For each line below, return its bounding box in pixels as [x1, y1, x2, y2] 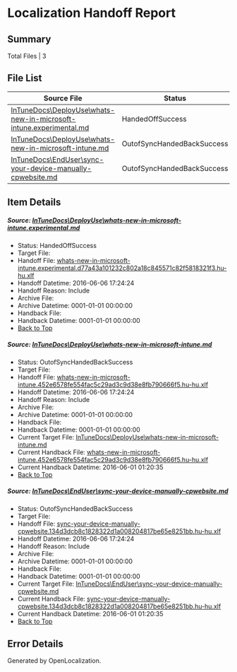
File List [7, 72, 42, 84]
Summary [7, 33, 51, 45]
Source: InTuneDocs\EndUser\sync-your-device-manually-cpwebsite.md [7, 486, 229, 495]
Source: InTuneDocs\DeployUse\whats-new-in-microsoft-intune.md [7, 340, 212, 348]
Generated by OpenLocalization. [7, 656, 102, 665]
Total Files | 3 [7, 52, 47, 60]
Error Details [7, 637, 63, 649]
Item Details [7, 196, 61, 208]
